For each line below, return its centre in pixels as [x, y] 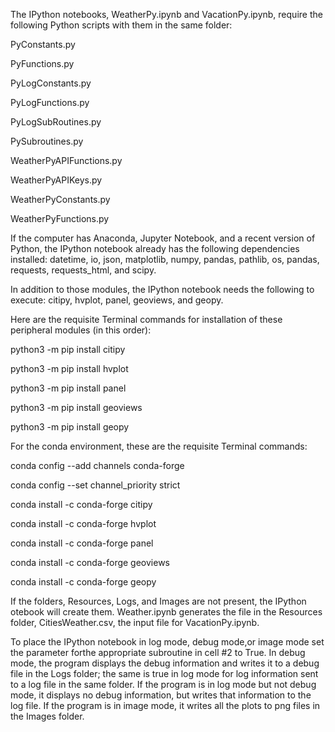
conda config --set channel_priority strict [95, 485]
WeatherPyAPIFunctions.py [66, 160]
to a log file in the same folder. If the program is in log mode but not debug [163, 684]
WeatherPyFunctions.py [60, 218]
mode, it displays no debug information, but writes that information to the [161, 695]
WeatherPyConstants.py [60, 199]
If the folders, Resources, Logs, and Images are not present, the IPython [158, 601]
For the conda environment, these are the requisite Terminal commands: [159, 446]
